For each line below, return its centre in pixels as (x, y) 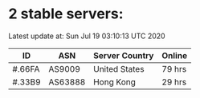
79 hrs (174, 69)
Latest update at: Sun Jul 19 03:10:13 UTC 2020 (87, 36)
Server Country (124, 55)
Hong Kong (115, 82)
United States (119, 69)
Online (174, 55)
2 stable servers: (66, 14)
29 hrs (174, 82)
